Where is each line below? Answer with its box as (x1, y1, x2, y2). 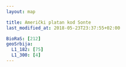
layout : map (6, 8, 35, 15)
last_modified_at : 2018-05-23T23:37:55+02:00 (6, 25, 120, 31)
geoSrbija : (6, 41, 33, 47)
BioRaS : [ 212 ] (6, 36, 41, 42)
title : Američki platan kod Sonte (6, 19, 92, 25)
